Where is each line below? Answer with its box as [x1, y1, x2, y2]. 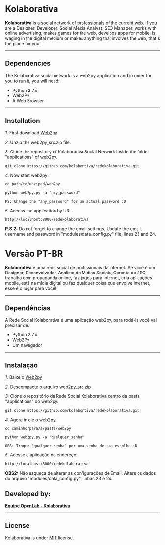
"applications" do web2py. [5, 398, 59, 404]
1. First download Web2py [5, 129, 57, 136]
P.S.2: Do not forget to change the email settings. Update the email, [5, 225, 142, 232]
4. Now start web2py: [5, 172, 49, 178]
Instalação [5, 361, 38, 369]
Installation [5, 117, 40, 125]
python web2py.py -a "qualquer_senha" [5, 435, 84, 440]
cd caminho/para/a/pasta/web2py [5, 426, 71, 431]
